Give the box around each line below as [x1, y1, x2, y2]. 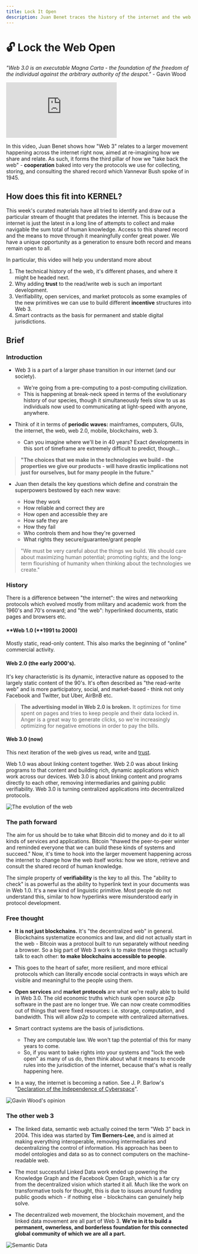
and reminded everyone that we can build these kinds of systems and [6, 844, 176, 851]
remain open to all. [6, 245, 51, 252]
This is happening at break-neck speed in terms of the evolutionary [23, 390, 187, 397]
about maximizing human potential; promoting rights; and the [20, 553, 169, 560]
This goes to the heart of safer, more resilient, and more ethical [14, 964, 168, 971]
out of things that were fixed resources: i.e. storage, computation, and [14, 1007, 185, 1014]
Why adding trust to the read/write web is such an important [14, 281, 162, 288]
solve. [14, 1200, 29, 1207]
